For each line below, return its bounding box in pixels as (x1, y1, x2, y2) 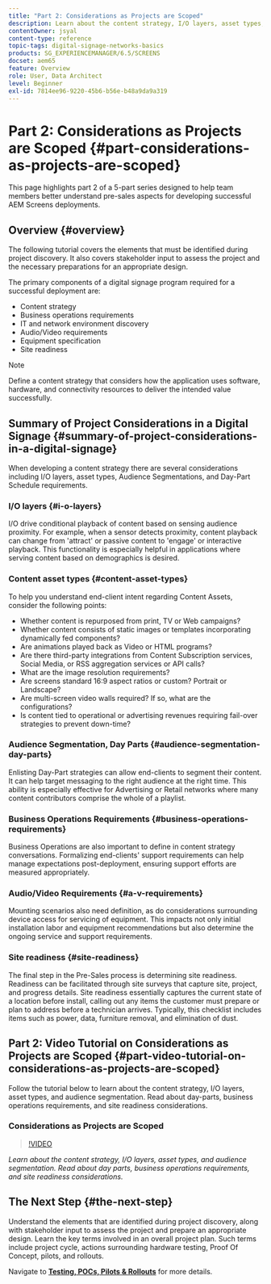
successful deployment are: (8, 286, 101, 296)
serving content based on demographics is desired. (8, 553, 180, 563)
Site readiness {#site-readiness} (8, 952, 140, 963)
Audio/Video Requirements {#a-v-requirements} (8, 887, 204, 899)
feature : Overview (8, 65, 70, 73)
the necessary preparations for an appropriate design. (8, 262, 188, 271)
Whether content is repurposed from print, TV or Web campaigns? (19, 615, 241, 626)
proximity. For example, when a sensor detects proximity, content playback (8, 527, 258, 537)
